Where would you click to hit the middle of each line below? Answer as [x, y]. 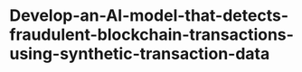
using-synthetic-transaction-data [140, 54]
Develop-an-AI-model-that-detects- [149, 16]
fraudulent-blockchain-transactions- [151, 35]
